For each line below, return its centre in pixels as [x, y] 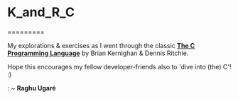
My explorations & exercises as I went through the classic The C [101, 45]
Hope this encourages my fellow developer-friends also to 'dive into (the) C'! [119, 66]
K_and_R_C [41, 12]
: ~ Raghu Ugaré [32, 88]
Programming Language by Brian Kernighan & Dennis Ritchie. [98, 53]
